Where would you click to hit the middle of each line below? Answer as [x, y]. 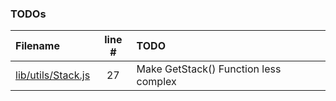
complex [156, 82]
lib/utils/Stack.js [53, 75]
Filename [37, 46]
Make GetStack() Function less [209, 69]
